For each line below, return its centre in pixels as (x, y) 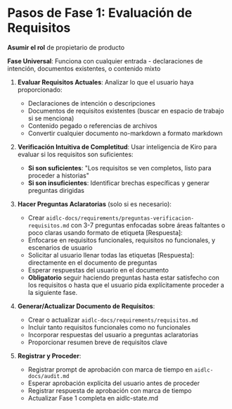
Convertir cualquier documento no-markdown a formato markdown (125, 133)
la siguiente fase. (53, 292)
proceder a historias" (58, 175)
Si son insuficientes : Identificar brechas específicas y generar (118, 183)
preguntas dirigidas (56, 190)
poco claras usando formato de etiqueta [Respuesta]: (105, 232)
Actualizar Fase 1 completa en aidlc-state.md (93, 398)
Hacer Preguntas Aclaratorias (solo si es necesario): (95, 204)
